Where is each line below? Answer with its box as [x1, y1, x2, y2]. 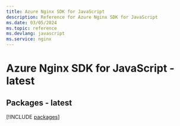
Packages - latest [6, 98, 72, 108]
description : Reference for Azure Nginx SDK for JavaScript [6, 14, 159, 20]
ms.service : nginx [6, 36, 52, 42]
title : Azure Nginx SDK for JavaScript [6, 8, 105, 15]
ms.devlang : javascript [6, 31, 65, 37]
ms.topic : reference [6, 25, 58, 31]
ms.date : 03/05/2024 [6, 20, 58, 25]
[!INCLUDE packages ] [6, 114, 60, 120]
